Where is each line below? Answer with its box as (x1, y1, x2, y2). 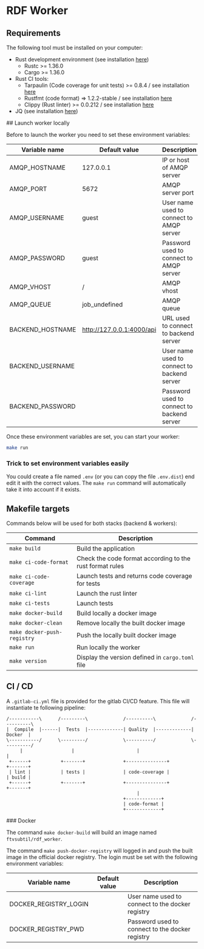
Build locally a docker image (76, 609, 157, 617)
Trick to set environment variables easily (6, 459, 129, 467)
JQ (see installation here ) (15, 108, 78, 114)
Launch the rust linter (76, 589, 138, 597)
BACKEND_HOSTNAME (9, 325, 76, 333)
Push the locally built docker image (76, 631, 177, 639)
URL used (161, 314, 190, 322)
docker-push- (24, 628, 63, 636)
